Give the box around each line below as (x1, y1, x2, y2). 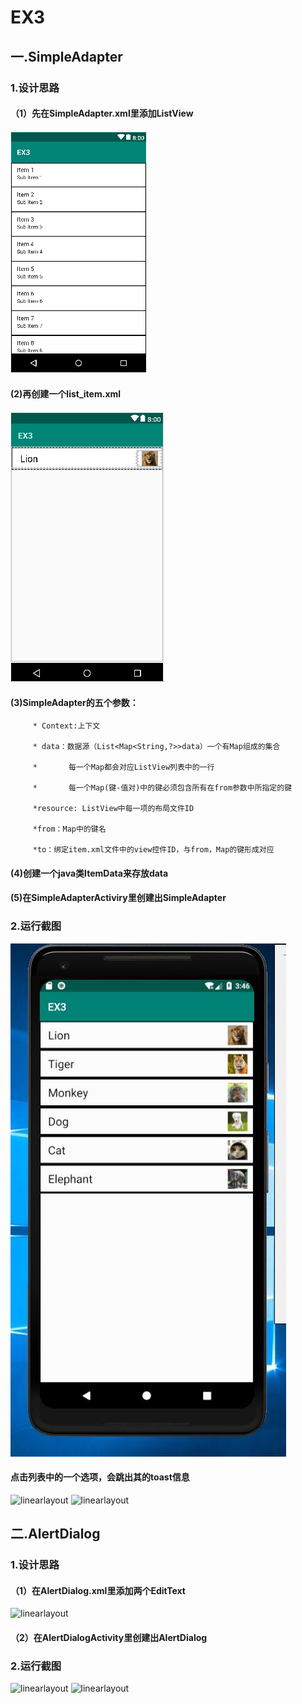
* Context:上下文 (32, 721, 101, 731)
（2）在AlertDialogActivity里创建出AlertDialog (10, 1631, 208, 1643)
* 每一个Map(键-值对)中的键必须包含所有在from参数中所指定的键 (32, 783, 293, 793)
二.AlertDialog (10, 1526, 101, 1543)
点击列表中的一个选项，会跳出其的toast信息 (10, 1471, 190, 1483)
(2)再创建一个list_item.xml (10, 388, 122, 400)
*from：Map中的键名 (32, 824, 107, 835)
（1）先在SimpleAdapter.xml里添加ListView (10, 107, 194, 120)
